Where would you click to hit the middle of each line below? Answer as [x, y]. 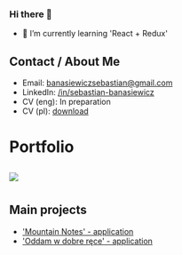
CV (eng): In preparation [66, 102]
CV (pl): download [55, 111]
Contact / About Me [65, 61]
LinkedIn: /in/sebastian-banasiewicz [88, 92]
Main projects [48, 210]
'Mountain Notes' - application [78, 231]
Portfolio [42, 147]
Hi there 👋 [31, 14]
